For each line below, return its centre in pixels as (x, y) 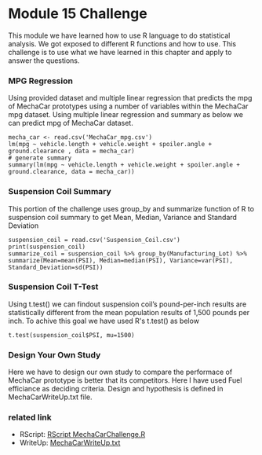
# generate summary (40, 158)
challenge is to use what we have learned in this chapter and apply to (120, 52)
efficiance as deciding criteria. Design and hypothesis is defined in (116, 389)
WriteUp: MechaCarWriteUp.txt (70, 443)
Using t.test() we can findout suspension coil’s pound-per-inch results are (127, 304)
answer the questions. (44, 61)
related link (30, 417)
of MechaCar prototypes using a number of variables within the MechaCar (128, 106)
